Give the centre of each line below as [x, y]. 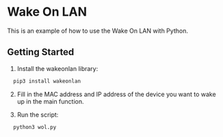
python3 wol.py [35, 127]
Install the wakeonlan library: [57, 68]
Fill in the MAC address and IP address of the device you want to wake [117, 94]
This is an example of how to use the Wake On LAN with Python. [97, 31]
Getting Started [41, 52]
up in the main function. [50, 101]
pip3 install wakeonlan [47, 81]
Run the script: [38, 115]
